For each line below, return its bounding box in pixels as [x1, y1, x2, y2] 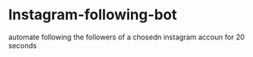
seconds [8, 40, 38, 50]
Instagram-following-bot [8, 6, 178, 24]
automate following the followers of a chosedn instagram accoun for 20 [8, 32, 245, 42]
